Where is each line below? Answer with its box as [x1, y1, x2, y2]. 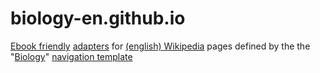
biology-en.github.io [10, 7, 186, 30]
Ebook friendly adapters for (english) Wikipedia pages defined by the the [10, 40, 311, 52]
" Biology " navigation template [10, 50, 133, 62]
